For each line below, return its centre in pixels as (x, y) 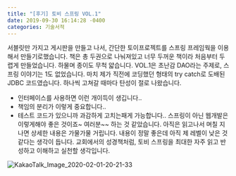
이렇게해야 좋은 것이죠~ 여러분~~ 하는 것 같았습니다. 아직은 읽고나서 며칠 (118, 125)
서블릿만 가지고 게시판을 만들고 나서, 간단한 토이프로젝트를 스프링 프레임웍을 (112, 48)
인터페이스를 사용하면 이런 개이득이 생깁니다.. (80, 98)
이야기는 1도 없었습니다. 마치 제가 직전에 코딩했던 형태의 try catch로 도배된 (123, 74)
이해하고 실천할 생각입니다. (73, 151)
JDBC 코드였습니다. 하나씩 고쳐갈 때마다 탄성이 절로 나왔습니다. (94, 83)
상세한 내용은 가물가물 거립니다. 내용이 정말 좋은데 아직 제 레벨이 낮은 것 (129, 133)
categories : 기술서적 (36, 27)
